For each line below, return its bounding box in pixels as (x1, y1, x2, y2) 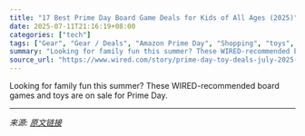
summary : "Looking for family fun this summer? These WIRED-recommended (9, 47, 290, 56)
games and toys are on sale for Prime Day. (9, 90, 168, 101)
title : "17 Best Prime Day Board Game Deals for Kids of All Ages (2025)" (9, 13, 299, 23)
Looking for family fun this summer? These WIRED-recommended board (9, 81, 280, 91)
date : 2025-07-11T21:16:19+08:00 (9, 22, 136, 31)
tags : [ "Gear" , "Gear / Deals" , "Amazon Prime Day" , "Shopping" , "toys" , (9, 38, 295, 48)
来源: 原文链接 (9, 117, 62, 128)
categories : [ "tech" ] (9, 30, 92, 39)
